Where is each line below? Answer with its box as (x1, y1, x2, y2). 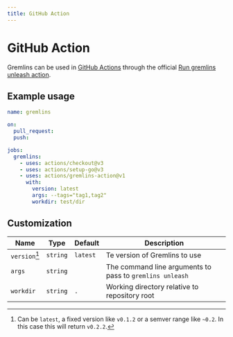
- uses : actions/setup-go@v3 (19, 166, 104, 173)
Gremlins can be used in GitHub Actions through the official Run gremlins (7, 63, 216, 71)
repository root (105, 291, 155, 300)
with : (25, 179, 42, 186)
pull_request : (13, 128, 54, 135)
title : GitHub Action (7, 10, 70, 17)
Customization (7, 218, 73, 230)
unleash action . (7, 70, 51, 78)
